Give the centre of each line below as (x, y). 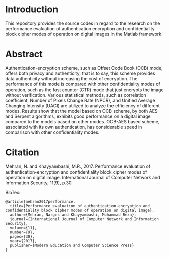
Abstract (24, 54)
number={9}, (22, 232)
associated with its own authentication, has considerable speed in (74, 127)
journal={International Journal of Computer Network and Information (84, 219)
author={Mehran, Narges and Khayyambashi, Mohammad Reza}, (73, 215)
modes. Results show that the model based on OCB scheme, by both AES (81, 111)
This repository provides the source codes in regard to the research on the (83, 23)
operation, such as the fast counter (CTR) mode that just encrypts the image (84, 90)
